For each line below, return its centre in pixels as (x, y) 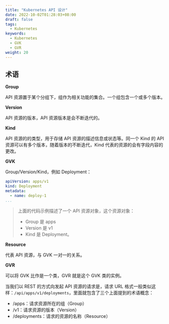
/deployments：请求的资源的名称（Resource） (62, 316)
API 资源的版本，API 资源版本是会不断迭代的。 (54, 118)
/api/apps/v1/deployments (42, 293)
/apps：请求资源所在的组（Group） (50, 303)
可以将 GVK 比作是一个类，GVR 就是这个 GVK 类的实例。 (65, 275)
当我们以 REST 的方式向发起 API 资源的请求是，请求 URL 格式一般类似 (78, 286)
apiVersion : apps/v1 (27, 182)
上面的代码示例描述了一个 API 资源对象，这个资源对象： (76, 211)
